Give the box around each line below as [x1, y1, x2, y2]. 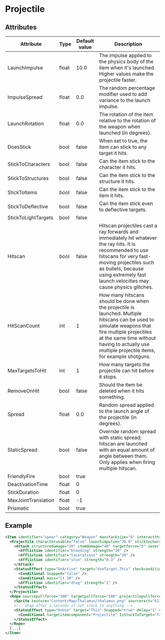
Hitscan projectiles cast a [99, 222, 158, 229]
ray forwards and [99, 229, 139, 235]
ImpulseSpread [7, 94, 43, 100]
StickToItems [7, 189, 38, 196]
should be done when [99, 298, 149, 304]
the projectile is [99, 304, 135, 311]
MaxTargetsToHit [7, 367, 47, 374]
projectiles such [117, 259, 154, 266]
